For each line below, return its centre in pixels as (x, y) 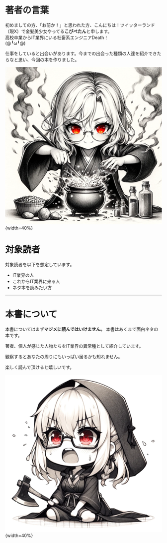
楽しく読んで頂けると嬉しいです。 (40, 367)
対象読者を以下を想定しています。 (40, 264)
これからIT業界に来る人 (36, 281)
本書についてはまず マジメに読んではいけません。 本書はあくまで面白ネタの (82, 329)
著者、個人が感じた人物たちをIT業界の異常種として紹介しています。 (74, 346)
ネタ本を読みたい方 (32, 287)
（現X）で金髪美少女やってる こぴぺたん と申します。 (59, 31)
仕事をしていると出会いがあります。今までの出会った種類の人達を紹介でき (81, 53)
